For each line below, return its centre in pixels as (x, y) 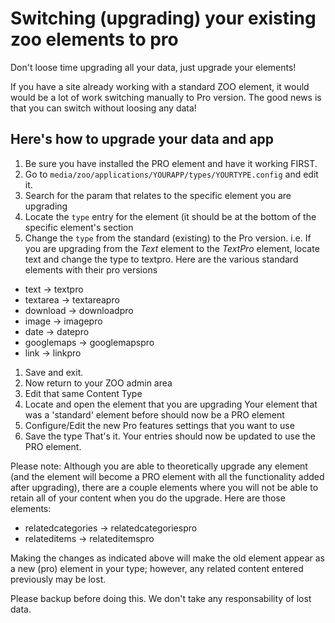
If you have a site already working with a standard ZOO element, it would (160, 86)
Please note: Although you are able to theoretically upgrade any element (159, 466)
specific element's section (79, 227)
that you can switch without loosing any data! (103, 108)
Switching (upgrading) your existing (163, 18)
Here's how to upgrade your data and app (142, 139)
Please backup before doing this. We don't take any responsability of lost (161, 598)
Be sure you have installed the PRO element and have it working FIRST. (171, 163)
